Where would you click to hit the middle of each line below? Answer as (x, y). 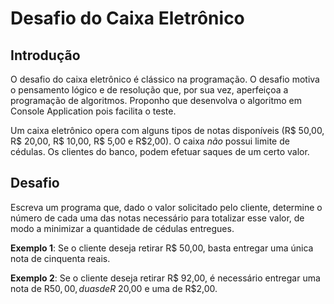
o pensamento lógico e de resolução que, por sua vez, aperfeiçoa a (149, 90)
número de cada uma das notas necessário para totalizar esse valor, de (157, 218)
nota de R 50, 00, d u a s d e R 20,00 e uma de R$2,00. (114, 288)
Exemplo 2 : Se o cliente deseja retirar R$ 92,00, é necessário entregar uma (165, 278)
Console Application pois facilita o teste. (93, 111)
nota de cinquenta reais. (60, 258)
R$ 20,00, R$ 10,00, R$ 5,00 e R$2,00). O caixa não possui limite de (150, 141)
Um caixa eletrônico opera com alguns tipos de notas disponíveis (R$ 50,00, (167, 130)
